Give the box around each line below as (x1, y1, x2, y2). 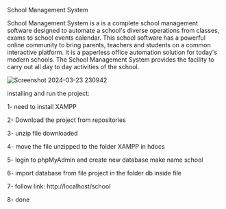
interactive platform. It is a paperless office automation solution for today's (7, 48, 218, 56)
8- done (7, 195, 30, 204)
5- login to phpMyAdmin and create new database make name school (7, 156, 203, 164)
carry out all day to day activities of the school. (7, 63, 140, 71)
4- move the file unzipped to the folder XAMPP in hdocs (7, 143, 166, 150)
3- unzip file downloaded (7, 130, 78, 137)
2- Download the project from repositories (7, 116, 127, 124)
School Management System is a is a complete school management (7, 19, 199, 27)
